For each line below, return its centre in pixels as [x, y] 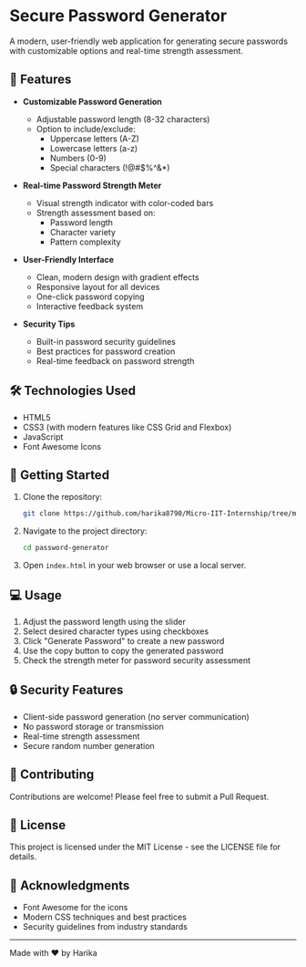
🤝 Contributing [52, 775]
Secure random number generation [88, 745]
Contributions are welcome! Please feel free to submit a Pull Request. [139, 796]
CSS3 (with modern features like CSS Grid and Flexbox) [127, 427]
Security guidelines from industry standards [105, 927]
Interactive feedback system [90, 306]
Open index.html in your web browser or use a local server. [134, 566]
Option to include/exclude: [86, 129]
